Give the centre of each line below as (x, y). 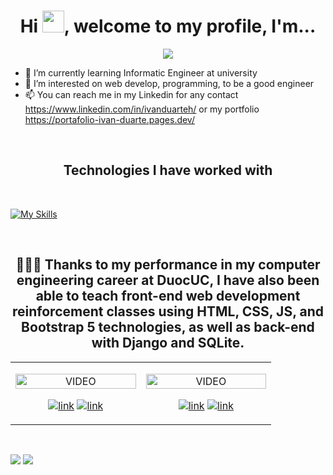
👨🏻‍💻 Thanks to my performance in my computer (168, 265)
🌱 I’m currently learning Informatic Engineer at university (141, 72)
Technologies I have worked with (168, 170)
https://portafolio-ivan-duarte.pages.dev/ (109, 119)
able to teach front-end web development (168, 296)
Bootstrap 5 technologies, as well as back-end (168, 327)
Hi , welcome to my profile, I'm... (168, 26)
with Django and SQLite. (168, 343)
